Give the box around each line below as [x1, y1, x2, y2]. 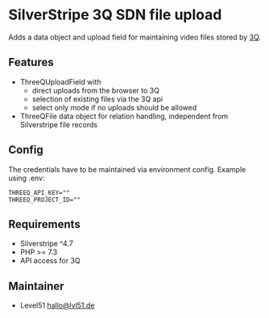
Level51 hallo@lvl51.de [19, 300, 95, 311]
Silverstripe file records [19, 119, 98, 130]
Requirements [8, 217, 81, 231]
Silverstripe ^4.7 [19, 239, 74, 249]
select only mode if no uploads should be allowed [31, 102, 197, 112]
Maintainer [8, 279, 64, 293]
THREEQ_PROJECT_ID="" [8, 196, 81, 204]
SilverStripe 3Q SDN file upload [8, 6, 222, 24]
